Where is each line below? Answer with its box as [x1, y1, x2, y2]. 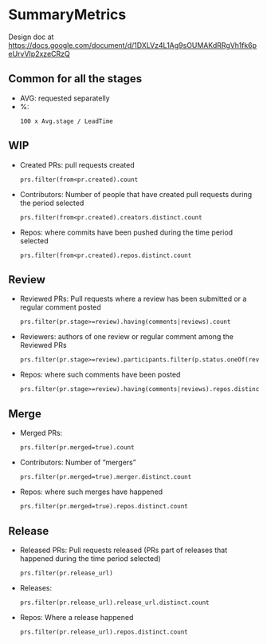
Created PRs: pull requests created [19, 160, 135, 169]
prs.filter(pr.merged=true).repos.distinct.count [19, 503, 189, 511]
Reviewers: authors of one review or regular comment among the [19, 332, 234, 342]
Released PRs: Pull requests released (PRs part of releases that [19, 545, 228, 555]
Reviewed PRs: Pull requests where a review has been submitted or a [19, 294, 247, 304]
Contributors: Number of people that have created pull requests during [19, 189, 253, 199]
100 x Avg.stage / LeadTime [19, 117, 113, 125]
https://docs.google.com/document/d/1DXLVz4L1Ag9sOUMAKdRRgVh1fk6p [8, 40, 257, 49]
